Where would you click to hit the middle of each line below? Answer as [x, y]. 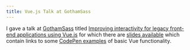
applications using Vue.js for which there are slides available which [98, 34]
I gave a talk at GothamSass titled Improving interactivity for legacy [88, 28]
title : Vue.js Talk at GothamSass [49, 11]
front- [177, 28]
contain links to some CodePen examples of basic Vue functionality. [89, 41]
